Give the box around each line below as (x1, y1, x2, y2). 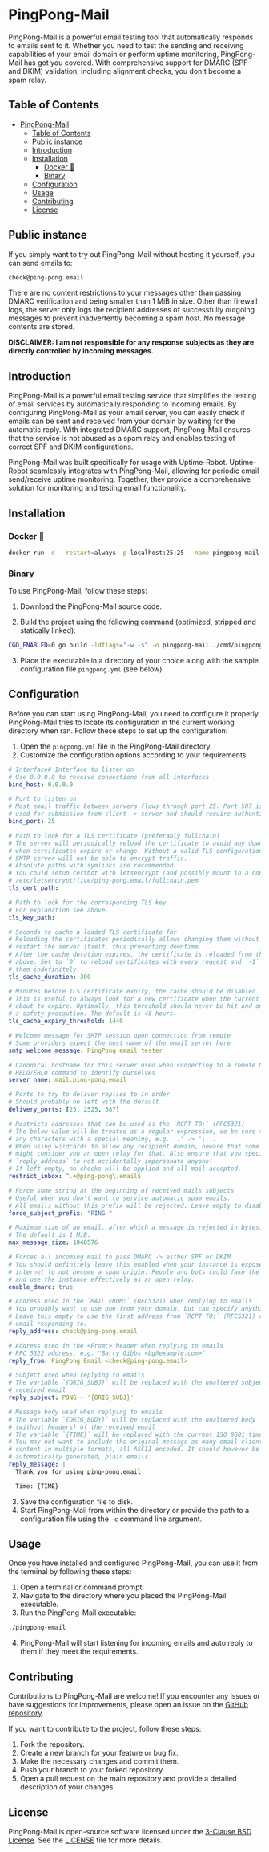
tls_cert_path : (8, 884, 59, 892)
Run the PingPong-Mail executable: (19, 1608, 137, 1617)
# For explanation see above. (8, 906, 110, 914)
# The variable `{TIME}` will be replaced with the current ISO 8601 (8, 1430, 246, 1438)
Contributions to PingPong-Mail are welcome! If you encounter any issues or (8, 1691, 260, 1701)
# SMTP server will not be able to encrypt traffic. (8, 854, 188, 863)
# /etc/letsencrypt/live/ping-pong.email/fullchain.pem (8, 877, 199, 885)
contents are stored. (8, 322, 75, 332)
